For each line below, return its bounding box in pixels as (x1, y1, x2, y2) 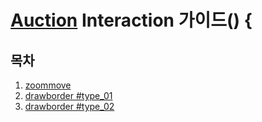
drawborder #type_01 (24, 90, 113, 101)
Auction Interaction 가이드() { (10, 9, 253, 32)
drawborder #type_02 (24, 101, 115, 112)
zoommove (24, 79, 72, 91)
